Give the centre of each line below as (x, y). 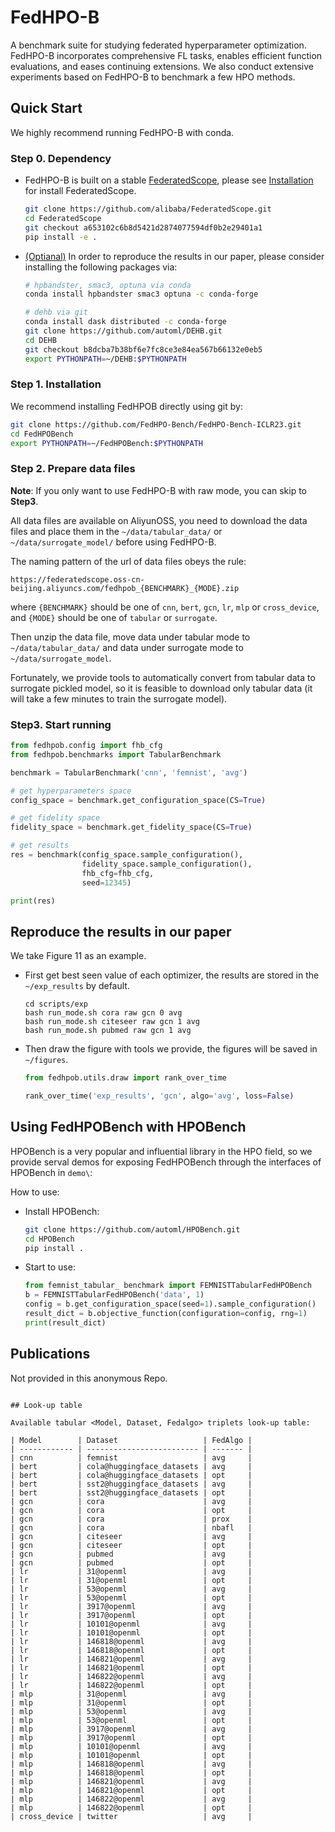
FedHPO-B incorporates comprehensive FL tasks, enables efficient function (166, 55)
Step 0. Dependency (61, 158)
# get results (40, 846)
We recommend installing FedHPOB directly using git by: (126, 406)
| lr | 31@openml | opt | (131, 1580)
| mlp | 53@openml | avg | (131, 1711)
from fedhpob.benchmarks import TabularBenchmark (116, 754)
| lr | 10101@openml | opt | (131, 1632)
